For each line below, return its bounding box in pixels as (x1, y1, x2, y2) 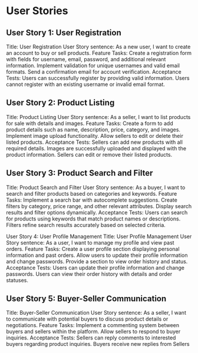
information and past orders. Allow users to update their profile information (6, 252, 188, 259)
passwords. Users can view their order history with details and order (6, 270, 173, 278)
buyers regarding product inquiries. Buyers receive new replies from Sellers (6, 341, 190, 348)
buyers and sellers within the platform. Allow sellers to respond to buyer (6, 328, 181, 335)
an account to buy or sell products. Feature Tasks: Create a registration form (6, 50, 192, 57)
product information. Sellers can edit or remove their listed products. (6, 151, 173, 158)
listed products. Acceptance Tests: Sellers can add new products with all (6, 138, 183, 146)
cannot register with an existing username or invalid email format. (6, 81, 165, 88)
